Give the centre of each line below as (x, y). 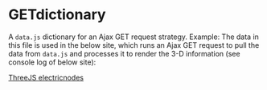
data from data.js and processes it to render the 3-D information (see (124, 53)
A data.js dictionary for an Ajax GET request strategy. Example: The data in (134, 37)
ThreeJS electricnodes (46, 77)
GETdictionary (57, 15)
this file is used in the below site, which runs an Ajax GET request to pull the (134, 45)
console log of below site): (52, 62)
